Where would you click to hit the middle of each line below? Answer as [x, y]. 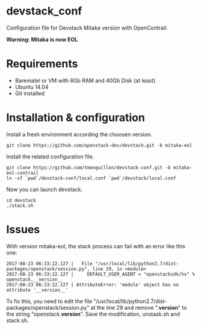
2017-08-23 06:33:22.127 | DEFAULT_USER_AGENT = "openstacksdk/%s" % [101, 274]
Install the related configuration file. [50, 156]
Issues [23, 230]
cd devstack [21, 200]
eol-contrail [23, 173]
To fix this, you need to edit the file [49, 301]
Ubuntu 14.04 [32, 87]
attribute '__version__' [37, 290]
